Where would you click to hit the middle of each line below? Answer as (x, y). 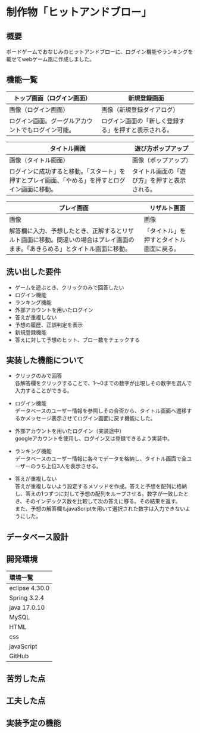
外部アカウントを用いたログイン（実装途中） (70, 431)
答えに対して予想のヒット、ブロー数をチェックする (77, 340)
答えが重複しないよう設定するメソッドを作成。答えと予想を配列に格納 (101, 486)
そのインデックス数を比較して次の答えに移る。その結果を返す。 (103, 501)
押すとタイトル (165, 240)
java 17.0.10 (27, 607)
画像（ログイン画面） (39, 109)
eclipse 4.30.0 (29, 588)
